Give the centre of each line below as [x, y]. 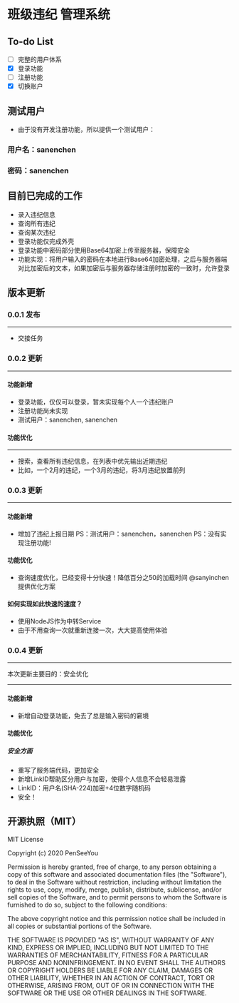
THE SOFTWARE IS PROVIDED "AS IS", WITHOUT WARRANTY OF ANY [111, 940]
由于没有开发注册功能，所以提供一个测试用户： [86, 130]
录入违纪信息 [36, 214]
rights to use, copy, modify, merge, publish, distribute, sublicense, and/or [115, 890]
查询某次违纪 [36, 232]
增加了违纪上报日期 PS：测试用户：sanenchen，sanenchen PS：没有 [119, 534]
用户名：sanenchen [42, 149]
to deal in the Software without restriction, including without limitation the [115, 882]
